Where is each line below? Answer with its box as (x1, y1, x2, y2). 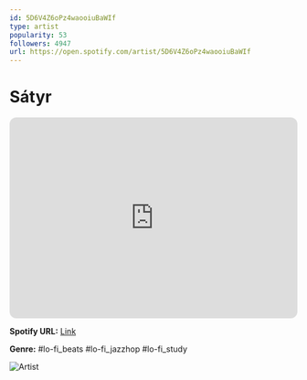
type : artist (9, 22, 59, 31)
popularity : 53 (9, 30, 68, 39)
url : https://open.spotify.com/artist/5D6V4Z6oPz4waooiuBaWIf (9, 47, 251, 57)
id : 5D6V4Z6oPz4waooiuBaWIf (9, 13, 117, 23)
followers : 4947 (9, 38, 71, 48)
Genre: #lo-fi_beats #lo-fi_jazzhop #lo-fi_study (9, 343, 187, 354)
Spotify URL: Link (9, 326, 77, 337)
